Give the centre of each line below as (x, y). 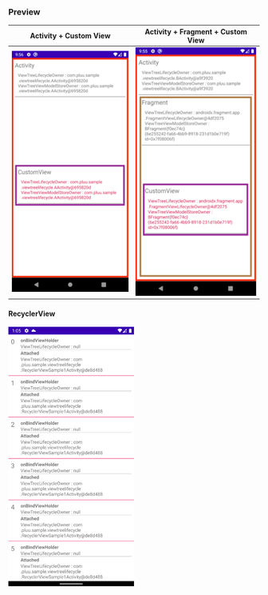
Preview (24, 12)
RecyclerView (32, 313)
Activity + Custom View (70, 36)
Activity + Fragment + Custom (196, 31)
